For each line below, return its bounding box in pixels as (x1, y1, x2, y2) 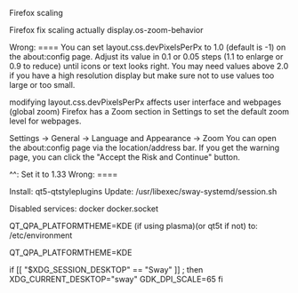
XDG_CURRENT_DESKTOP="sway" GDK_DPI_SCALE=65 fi (9, 274, 224, 284)
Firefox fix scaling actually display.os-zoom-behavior (9, 25, 204, 35)
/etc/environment (9, 230, 73, 241)
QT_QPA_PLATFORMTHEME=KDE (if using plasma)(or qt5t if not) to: (9, 221, 258, 231)
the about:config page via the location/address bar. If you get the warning (9, 142, 280, 153)
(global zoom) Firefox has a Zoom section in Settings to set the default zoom (9, 107, 290, 116)
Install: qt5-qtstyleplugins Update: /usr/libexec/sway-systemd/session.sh (9, 186, 278, 196)
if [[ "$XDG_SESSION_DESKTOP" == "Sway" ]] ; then (9, 265, 204, 274)
